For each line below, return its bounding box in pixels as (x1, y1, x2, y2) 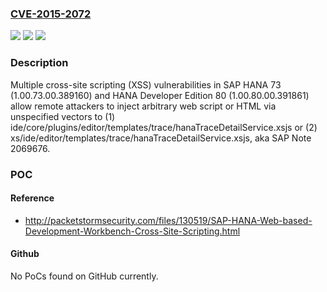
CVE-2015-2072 (10, 7, 92, 21)
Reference (10, 192, 55, 204)
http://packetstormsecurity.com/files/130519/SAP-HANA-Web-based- (24, 214, 313, 226)
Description (10, 56, 69, 70)
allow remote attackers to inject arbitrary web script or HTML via (10, 100, 277, 112)
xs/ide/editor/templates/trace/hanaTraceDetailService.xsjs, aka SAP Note (10, 132, 312, 144)
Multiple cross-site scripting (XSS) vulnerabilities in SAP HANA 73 (10, 78, 282, 91)
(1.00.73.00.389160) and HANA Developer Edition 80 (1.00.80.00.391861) (10, 89, 310, 101)
